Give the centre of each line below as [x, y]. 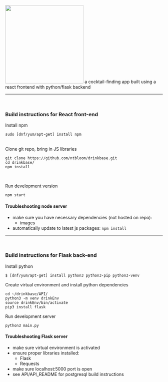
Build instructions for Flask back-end [51, 255]
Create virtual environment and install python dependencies [67, 284]
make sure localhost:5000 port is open [52, 369]
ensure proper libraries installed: [46, 353]
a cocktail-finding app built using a [120, 82]
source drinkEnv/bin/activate [37, 302]
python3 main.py [22, 325]
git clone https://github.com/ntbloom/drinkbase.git [61, 158]
